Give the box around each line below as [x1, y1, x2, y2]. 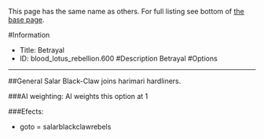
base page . [8, 15, 45, 24]
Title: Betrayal [19, 46, 65, 54]
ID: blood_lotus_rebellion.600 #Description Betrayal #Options [19, 54, 218, 63]
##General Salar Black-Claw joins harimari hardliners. [8, 76, 181, 86]
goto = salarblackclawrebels [19, 122, 112, 131]
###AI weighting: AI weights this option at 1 [8, 92, 148, 101]
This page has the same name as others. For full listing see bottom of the [8, 7, 245, 16]
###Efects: [8, 107, 44, 116]
